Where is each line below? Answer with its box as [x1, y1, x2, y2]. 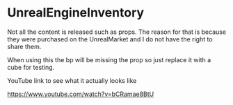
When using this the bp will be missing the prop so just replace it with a [7, 55, 211, 64]
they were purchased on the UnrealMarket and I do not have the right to [7, 35, 214, 43]
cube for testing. [7, 63, 55, 71]
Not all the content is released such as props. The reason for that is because [7, 28, 227, 36]
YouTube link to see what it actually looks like [7, 76, 137, 84]
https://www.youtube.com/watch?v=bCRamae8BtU [7, 90, 154, 98]
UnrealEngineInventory [7, 5, 145, 21]
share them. [7, 42, 42, 50]
